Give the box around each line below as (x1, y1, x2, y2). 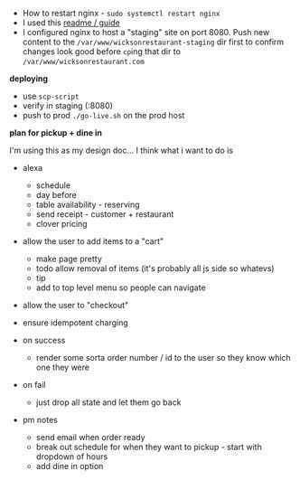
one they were (35, 362, 90, 372)
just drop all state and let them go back (35, 397, 182, 408)
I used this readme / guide (22, 17, 120, 28)
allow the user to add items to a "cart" (22, 236, 164, 247)
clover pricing (35, 219, 88, 229)
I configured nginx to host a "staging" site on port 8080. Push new (22, 27, 270, 37)
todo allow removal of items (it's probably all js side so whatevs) (35, 263, 275, 274)
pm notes (22, 415, 59, 425)
